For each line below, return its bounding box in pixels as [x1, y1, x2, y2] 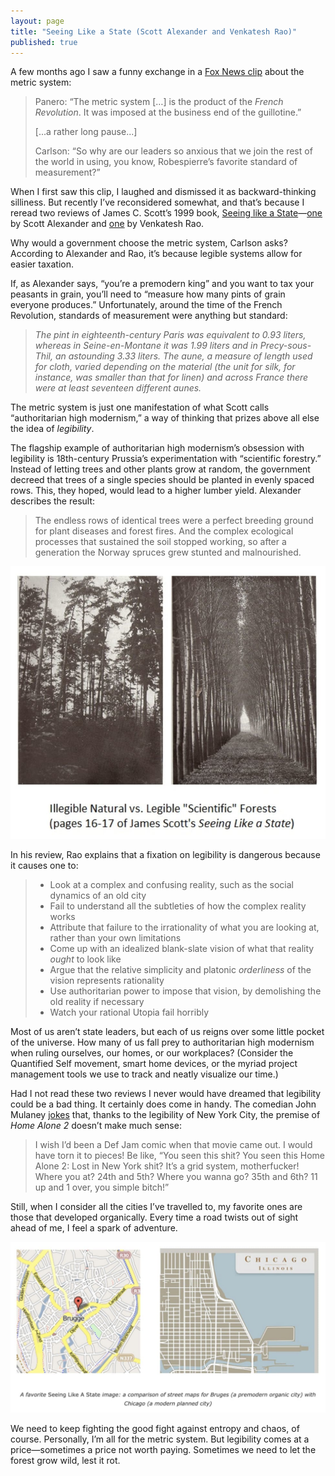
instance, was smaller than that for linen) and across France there [34, 371, 309, 384]
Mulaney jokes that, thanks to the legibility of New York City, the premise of [10, 1109, 321, 1121]
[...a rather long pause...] [34, 126, 138, 138]
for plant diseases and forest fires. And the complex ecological [34, 525, 294, 537]
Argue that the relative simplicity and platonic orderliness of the [49, 964, 312, 976]
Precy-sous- [259, 340, 312, 352]
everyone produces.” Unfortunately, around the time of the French [10, 299, 283, 311]
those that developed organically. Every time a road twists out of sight [10, 1211, 299, 1224]
